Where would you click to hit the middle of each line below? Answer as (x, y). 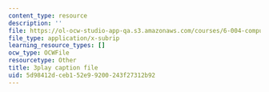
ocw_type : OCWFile (39, 53)
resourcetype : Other (43, 61)
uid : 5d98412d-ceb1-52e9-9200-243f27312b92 (82, 75)
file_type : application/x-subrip (64, 38)
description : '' (35, 23)
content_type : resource (48, 16)
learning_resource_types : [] (57, 46)
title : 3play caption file (53, 68)
